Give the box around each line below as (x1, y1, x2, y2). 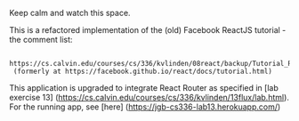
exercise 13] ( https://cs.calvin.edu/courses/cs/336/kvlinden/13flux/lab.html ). (9, 93, 289, 102)
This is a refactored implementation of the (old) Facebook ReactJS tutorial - (9, 25, 287, 35)
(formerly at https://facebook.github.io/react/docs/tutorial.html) (12, 67, 273, 76)
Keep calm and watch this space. (9, 8, 131, 18)
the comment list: (9, 35, 73, 44)
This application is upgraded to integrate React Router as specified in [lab (9, 83, 279, 93)
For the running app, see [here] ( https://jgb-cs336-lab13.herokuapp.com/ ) (9, 101, 281, 112)
